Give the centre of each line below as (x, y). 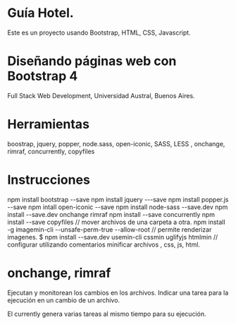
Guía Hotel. (41, 13)
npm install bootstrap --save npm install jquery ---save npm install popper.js (118, 199)
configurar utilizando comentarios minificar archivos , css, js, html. (104, 244)
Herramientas (49, 124)
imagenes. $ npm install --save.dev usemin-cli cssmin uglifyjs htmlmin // (113, 237)
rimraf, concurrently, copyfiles (51, 151)
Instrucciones (49, 180)
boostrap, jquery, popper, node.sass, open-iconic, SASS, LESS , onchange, (116, 143)
